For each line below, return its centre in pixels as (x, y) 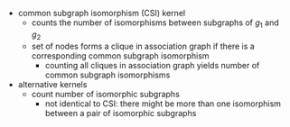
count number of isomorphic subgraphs (106, 94)
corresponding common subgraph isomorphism (120, 55)
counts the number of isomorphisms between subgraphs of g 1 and (155, 23)
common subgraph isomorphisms (108, 75)
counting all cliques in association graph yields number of (152, 65)
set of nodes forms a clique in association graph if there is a (143, 46)
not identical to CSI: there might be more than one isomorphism (163, 104)
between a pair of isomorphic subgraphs (121, 113)
